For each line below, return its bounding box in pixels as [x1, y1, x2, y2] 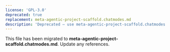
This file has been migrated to [5, 36, 68, 42]
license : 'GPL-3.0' [5, 7, 47, 13]
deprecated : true [5, 12, 42, 17]
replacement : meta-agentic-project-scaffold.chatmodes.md [5, 17, 131, 22]
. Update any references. [57, 41, 110, 47]
